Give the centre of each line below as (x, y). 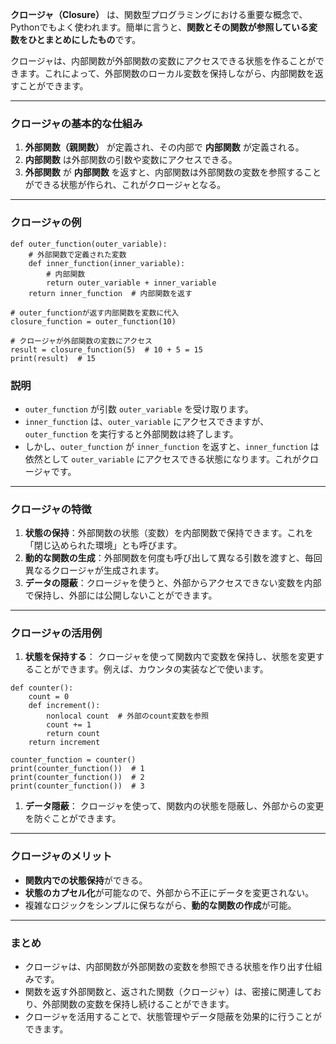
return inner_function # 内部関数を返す (110, 293)
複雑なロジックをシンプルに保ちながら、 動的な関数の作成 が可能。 (160, 905)
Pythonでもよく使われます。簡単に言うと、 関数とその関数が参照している (160, 27)
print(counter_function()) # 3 (77, 786)
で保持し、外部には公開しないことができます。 (121, 595)
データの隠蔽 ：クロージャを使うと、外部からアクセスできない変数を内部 (173, 583)
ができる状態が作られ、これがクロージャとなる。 (125, 185)
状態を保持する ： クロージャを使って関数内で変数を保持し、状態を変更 (170, 657)
